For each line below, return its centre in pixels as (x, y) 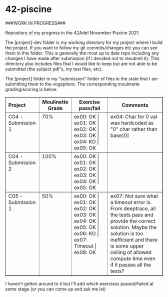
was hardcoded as (132, 122)
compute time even (133, 258)
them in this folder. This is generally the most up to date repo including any (82, 53)
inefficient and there (134, 239)
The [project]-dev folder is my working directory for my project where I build (84, 42)
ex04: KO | (86, 141)
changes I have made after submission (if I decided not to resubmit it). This (82, 58)
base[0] (120, 135)
